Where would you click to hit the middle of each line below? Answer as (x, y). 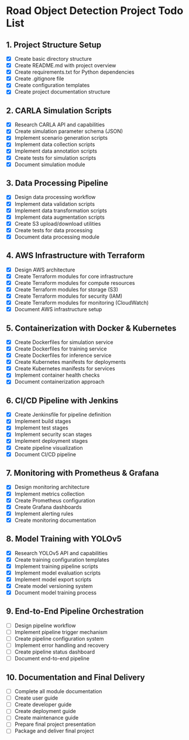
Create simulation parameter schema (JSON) (69, 131)
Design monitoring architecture (52, 487)
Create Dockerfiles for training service (61, 349)
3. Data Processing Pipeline (57, 183)
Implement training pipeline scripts (56, 566)
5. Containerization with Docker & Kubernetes (91, 328)
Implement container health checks (57, 375)
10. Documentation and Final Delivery (75, 677)
